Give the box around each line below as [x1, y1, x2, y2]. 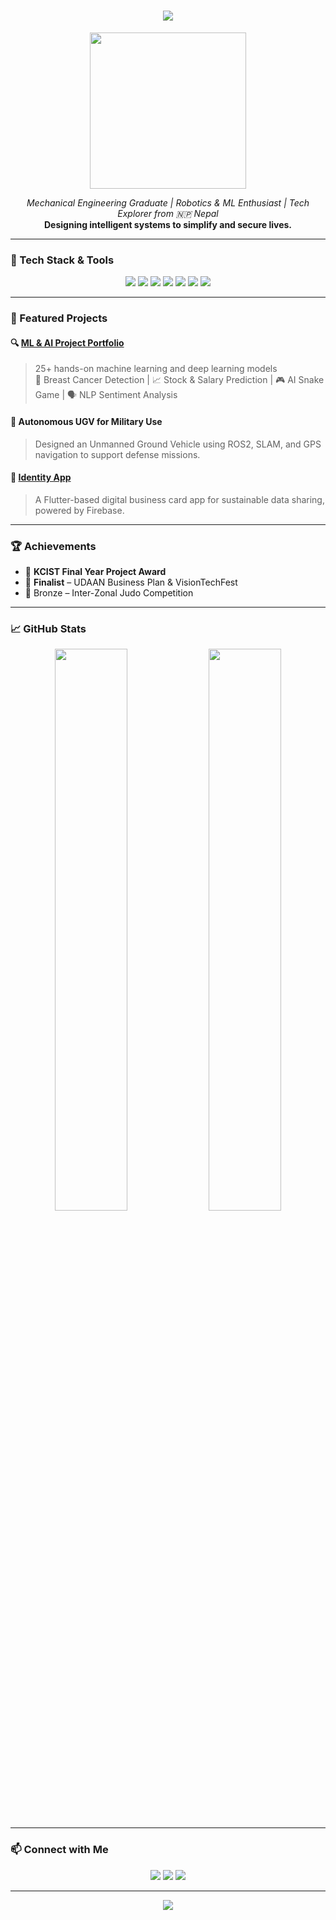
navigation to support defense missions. [34, 448, 201, 460]
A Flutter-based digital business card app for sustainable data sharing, [34, 493, 325, 505]
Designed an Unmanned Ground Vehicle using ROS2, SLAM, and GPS [34, 438, 322, 450]
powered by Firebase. [34, 504, 125, 516]
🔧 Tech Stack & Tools [10, 253, 115, 267]
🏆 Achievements [10, 539, 97, 553]
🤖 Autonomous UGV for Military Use [10, 415, 163, 427]
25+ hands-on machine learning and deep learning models [34, 363, 278, 375]
